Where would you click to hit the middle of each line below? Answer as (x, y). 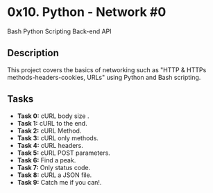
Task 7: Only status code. (54, 167)
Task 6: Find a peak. (46, 160)
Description (33, 53)
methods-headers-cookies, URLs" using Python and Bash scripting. (104, 77)
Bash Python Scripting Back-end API (60, 31)
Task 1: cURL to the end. (52, 123)
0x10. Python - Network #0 (87, 12)
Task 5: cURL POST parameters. (64, 153)
